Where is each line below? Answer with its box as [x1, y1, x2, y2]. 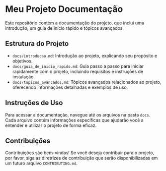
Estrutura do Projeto [5, 40, 69, 48]
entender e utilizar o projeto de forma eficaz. [5, 122, 97, 128]
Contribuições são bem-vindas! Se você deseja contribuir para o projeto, [5, 150, 155, 156]
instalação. [12, 73, 35, 80]
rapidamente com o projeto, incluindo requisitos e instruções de [12, 68, 144, 74]
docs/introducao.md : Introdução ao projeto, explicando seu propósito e [12, 53, 158, 58]
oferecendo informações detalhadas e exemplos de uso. [12, 84, 128, 90]
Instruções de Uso [5, 99, 63, 107]
